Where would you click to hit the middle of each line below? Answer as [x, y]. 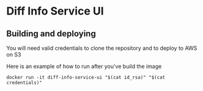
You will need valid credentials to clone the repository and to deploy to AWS [102, 48]
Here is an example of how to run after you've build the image [84, 66]
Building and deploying [51, 34]
